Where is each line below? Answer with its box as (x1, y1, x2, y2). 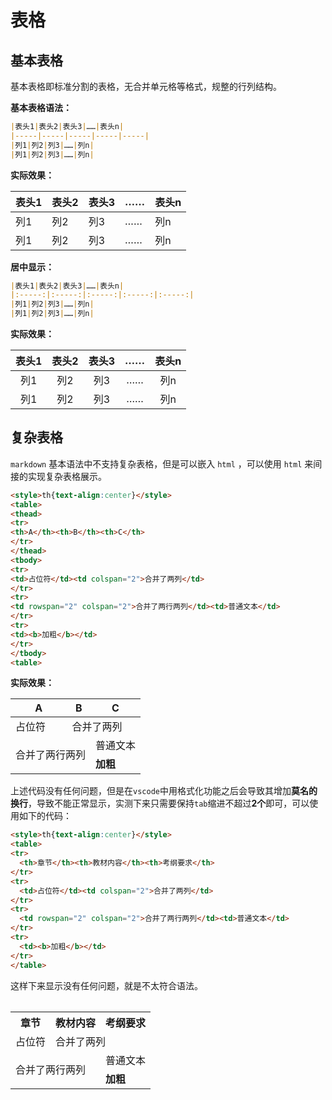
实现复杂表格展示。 (27, 470, 107, 482)
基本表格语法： (10, 102, 72, 113)
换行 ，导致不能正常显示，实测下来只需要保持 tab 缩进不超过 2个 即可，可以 (10, 797, 310, 810)
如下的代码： (18, 810, 72, 822)
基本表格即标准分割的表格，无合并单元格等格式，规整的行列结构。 (10, 81, 282, 92)
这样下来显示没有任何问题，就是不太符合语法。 (10, 979, 203, 991)
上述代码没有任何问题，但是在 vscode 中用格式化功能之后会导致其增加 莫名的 (10, 785, 318, 797)
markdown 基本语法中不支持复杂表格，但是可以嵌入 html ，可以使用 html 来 (10, 457, 314, 470)
